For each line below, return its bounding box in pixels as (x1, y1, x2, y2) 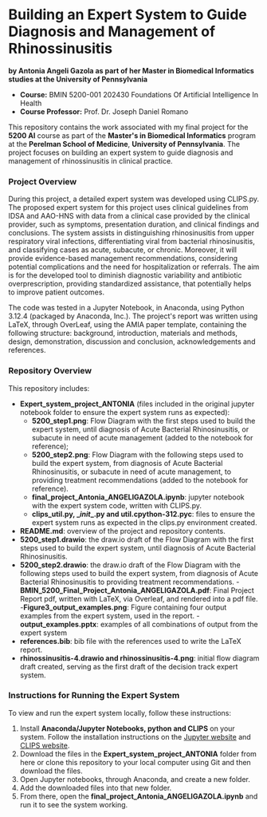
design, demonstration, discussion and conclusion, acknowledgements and (8, 337, 256, 346)
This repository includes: (8, 383, 90, 393)
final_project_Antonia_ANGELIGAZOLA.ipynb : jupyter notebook (31, 492, 245, 502)
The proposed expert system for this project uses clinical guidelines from (8, 203, 249, 212)
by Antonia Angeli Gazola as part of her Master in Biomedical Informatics (8, 65, 255, 75)
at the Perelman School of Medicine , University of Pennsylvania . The (8, 139, 241, 148)
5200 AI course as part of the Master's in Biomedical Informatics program (8, 130, 257, 140)
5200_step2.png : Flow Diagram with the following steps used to (31, 449, 244, 460)
